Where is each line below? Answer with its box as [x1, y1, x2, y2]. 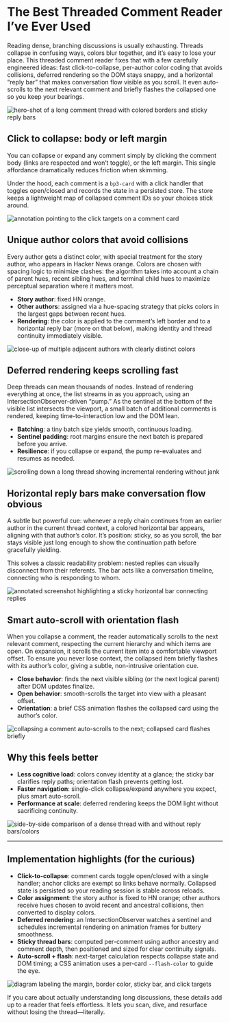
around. [7, 200, 29, 209]
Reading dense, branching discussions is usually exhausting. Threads [7, 41, 204, 49]
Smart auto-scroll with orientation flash [7, 614, 179, 625]
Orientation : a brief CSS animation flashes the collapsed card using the [16, 704, 219, 712]
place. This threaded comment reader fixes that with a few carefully [7, 56, 199, 64]
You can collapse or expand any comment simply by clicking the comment [7, 151, 217, 159]
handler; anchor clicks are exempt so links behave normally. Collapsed [16, 879, 216, 887]
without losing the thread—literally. [7, 1007, 105, 1016]
